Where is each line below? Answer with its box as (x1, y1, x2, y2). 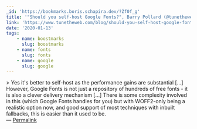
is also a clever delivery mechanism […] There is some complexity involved (6, 91, 188, 99)
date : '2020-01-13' (6, 25, 54, 31)
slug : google (21, 63, 54, 69)
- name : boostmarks (16, 36, 64, 42)
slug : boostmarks (21, 42, 64, 47)
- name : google (16, 57, 54, 63)
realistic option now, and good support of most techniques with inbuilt (6, 104, 175, 111)
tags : (6, 30, 19, 36)
